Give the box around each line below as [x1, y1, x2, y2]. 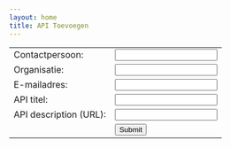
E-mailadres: [13, 79, 68, 90]
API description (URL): [13, 108, 106, 121]
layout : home [9, 12, 58, 22]
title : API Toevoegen [9, 21, 89, 30]
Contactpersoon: [13, 49, 84, 60]
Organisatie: [13, 64, 65, 75]
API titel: [13, 94, 49, 105]
